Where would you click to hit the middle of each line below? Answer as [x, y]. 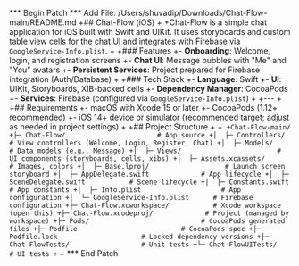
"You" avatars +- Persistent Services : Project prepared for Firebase [135, 70]
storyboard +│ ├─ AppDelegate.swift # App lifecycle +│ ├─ [149, 174]
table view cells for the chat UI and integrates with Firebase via [125, 41]
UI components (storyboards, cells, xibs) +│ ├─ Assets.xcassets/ [137, 159]
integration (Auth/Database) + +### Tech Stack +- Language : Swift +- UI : [145, 79]
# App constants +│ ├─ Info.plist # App [125, 190]
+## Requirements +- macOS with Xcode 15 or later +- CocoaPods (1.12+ [144, 108]
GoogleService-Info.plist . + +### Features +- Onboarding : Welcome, [140, 51]
